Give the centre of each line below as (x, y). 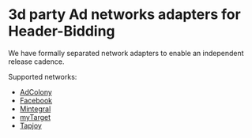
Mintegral (35, 109)
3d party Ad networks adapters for (124, 15)
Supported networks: (43, 76)
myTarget (35, 117)
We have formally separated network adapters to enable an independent (126, 53)
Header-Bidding (62, 31)
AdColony (36, 91)
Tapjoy (30, 125)
